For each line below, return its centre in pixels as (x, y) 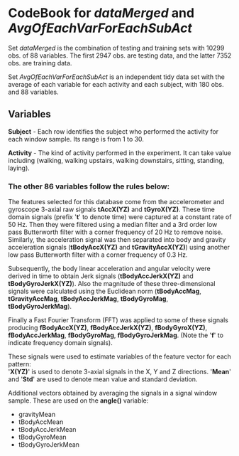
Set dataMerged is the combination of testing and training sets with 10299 (116, 48)
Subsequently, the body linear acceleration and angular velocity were (110, 269)
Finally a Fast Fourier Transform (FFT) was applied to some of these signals (118, 320)
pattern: (20, 364)
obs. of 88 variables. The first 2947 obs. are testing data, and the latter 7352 (120, 55)
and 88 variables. (33, 92)
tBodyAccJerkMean (47, 430)
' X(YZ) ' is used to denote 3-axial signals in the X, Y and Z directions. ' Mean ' (119, 372)
